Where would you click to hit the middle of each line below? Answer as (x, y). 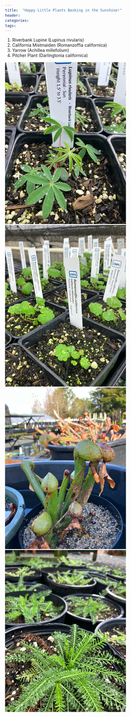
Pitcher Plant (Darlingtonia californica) (50, 55)
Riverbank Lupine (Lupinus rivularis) (48, 40)
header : (13, 15)
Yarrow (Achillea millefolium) (40, 50)
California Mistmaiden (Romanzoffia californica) (59, 45)
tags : (10, 26)
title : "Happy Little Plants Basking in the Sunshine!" (64, 10)
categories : (17, 20)
